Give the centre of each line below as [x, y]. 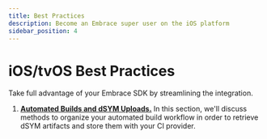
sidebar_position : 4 [43, 31]
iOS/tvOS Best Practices [92, 71]
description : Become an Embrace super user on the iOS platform [119, 23]
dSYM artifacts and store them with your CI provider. [108, 126]
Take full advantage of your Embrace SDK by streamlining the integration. [131, 93]
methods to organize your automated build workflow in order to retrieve [139, 117]
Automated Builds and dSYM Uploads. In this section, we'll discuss [133, 109]
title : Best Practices [47, 16]
